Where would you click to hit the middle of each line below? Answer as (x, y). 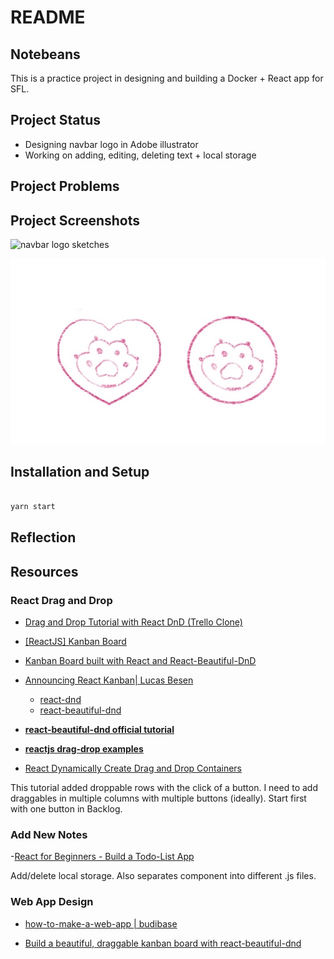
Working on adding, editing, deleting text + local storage (140, 155)
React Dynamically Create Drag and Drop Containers (133, 768)
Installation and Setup (80, 471)
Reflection (43, 537)
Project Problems (65, 186)
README (48, 17)
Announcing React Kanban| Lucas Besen (109, 680)
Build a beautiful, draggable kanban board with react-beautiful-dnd (163, 943)
